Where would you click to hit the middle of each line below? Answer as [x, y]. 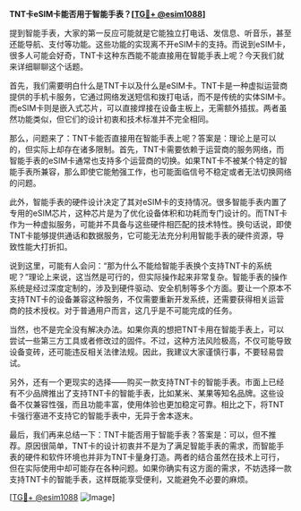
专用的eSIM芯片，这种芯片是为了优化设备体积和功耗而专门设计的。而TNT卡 [149, 213]
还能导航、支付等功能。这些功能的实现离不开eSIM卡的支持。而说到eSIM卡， [150, 44]
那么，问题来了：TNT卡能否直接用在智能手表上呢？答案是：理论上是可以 [143, 138]
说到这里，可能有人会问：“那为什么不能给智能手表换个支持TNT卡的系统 [141, 266]
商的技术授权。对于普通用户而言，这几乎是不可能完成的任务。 [123, 311]
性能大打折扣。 [44, 247]
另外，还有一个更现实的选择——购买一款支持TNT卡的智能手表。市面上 [139, 382]
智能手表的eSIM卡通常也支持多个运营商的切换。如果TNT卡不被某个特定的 [145, 161]
